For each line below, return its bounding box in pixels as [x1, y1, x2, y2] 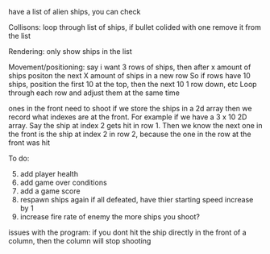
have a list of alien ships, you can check [8, 7, 141, 16]
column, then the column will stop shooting [8, 236, 152, 245]
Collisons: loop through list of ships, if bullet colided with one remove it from [8, 23, 262, 31]
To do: [8, 153, 30, 163]
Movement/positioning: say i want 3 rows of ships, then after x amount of [8, 62, 251, 72]
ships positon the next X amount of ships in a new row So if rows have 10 [8, 71, 251, 80]
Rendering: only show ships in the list [8, 47, 132, 56]
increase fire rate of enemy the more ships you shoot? [19, 212, 200, 221]
